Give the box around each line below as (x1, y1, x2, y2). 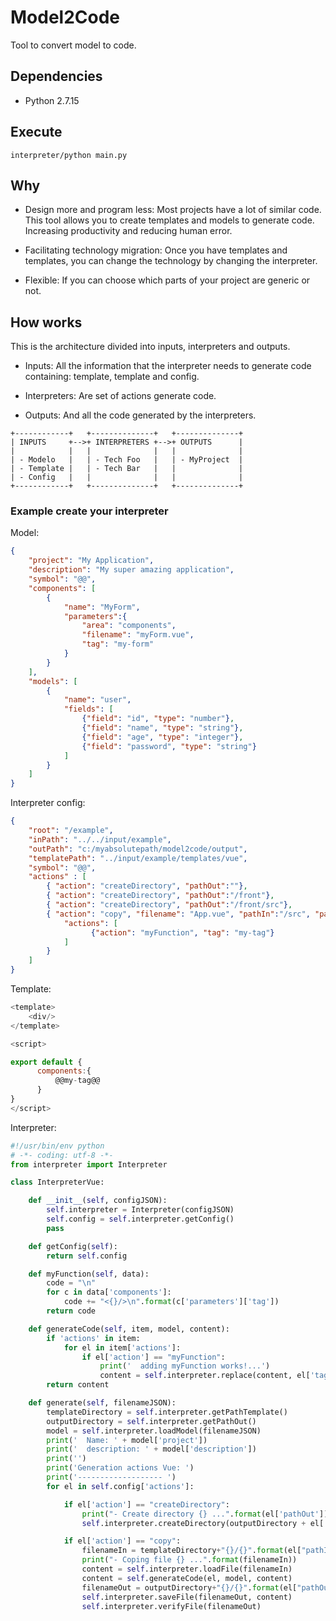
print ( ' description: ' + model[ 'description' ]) (46, 1444, 257, 1455)
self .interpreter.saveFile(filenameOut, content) (81, 1592, 293, 1602)
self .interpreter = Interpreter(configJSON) (46, 1205, 235, 1215)
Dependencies (10, 68, 103, 85)
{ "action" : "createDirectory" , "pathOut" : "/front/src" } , (46, 900, 293, 910)
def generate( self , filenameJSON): (28, 1398, 177, 1408)
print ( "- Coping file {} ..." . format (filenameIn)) (81, 1555, 298, 1565)
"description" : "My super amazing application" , (28, 565, 235, 575)
